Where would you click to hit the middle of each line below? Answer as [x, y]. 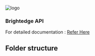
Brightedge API [25, 21]
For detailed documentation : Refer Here [47, 32]
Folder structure [32, 48]
